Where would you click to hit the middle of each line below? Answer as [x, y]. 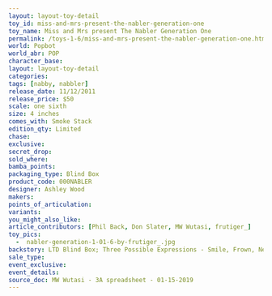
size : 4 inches [34, 114]
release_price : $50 [41, 99]
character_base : [36, 62]
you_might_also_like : [45, 220]
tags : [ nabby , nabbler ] [49, 84]
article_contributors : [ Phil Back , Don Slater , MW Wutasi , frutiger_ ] [130, 227]
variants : [25, 212]
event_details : [34, 272]
